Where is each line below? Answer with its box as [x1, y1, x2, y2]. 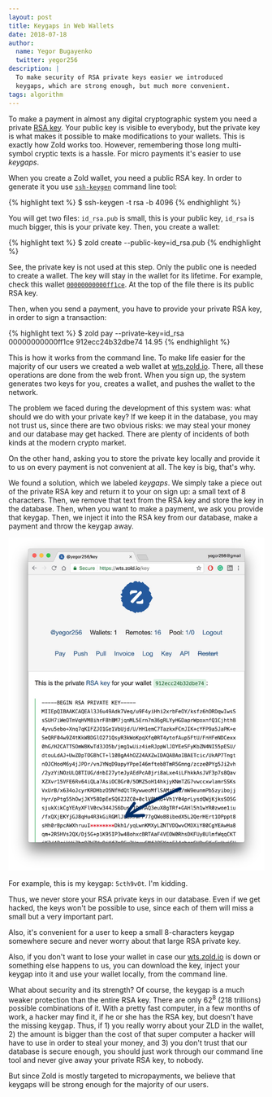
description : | [8, 65, 60, 73]
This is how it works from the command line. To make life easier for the [8, 353, 246, 362]
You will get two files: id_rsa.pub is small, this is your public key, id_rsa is [8, 213, 255, 223]
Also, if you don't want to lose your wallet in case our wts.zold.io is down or [8, 951, 261, 961]
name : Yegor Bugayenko [15, 47, 93, 56]
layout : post [8, 13, 53, 21]
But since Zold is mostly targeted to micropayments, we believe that [8, 1071, 235, 1081]
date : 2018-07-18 [8, 30, 67, 38]
